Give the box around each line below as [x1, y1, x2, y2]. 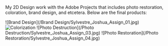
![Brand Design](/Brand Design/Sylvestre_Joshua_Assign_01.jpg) [5, 19, 140, 25]
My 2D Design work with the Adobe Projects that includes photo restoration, [5, 4, 164, 10]
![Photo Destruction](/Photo [36, 24, 94, 30]
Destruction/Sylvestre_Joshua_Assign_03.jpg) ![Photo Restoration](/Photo [5, 30, 159, 35]
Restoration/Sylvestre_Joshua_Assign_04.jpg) [5, 35, 100, 41]
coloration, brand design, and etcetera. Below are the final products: [5, 9, 147, 15]
